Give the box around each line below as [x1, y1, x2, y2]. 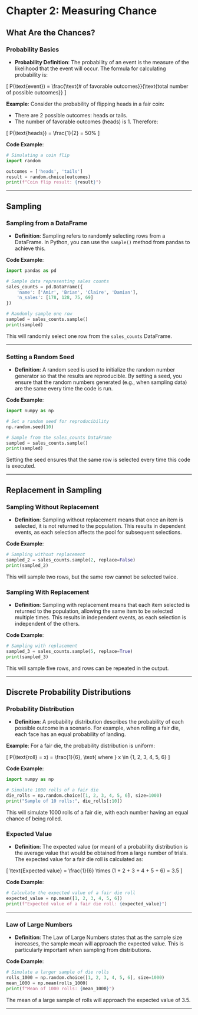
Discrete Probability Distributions [6, 687, 131, 697]
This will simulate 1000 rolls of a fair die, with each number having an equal [6, 809, 189, 816]
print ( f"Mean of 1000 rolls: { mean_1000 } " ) [6, 986, 115, 991]
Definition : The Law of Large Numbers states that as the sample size [14, 934, 183, 941]
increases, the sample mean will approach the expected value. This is [14, 940, 184, 947]
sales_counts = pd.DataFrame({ [6, 284, 83, 290]
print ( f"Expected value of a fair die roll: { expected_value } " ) [6, 901, 167, 906]
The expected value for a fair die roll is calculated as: [14, 856, 143, 863]
